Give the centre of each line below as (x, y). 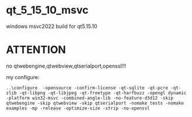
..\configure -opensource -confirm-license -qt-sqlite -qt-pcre (87, 88)
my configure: (23, 77)
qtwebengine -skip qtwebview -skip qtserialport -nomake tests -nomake (95, 103)
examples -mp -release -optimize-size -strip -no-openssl (78, 108)
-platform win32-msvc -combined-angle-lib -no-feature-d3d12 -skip (90, 98)
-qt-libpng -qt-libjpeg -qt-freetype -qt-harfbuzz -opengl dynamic (103, 93)
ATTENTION (36, 50)
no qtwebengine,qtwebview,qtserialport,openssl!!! (66, 66)
